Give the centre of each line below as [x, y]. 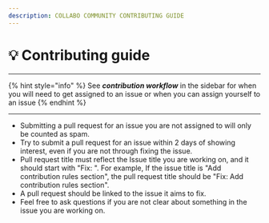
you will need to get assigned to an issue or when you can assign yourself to [134, 94]
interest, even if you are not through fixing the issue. [106, 151]
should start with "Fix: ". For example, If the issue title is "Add [120, 168]
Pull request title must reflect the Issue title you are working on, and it [134, 159]
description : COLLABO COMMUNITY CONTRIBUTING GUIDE [96, 16]
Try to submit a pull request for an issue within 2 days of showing [128, 142]
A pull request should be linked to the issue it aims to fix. [113, 193]
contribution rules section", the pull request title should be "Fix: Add [132, 176]
